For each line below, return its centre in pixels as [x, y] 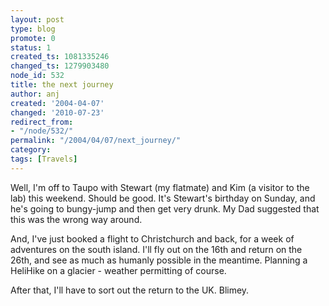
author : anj [35, 94]
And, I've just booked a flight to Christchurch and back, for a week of [152, 238]
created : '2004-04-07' [57, 103]
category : [31, 150]
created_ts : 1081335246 [60, 57]
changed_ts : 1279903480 [60, 66]
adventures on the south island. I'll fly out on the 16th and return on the [156, 249]
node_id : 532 [37, 76]
